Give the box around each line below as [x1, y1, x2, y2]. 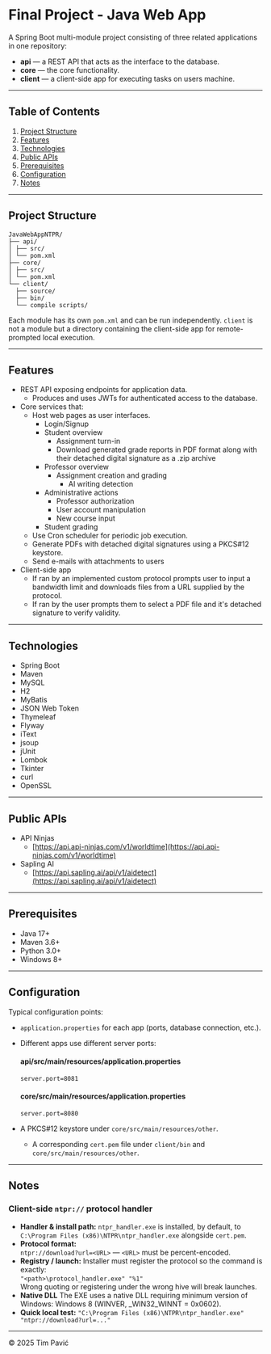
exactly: [19, 1264, 47, 1274]
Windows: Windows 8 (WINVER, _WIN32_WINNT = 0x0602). [19, 1299, 222, 1309]
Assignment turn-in [56, 437, 121, 446]
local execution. [42, 332, 95, 342]
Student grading [44, 522, 98, 532]
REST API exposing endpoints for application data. [19, 385, 188, 394]
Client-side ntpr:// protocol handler [8, 1203, 153, 1214]
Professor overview [44, 462, 110, 472]
